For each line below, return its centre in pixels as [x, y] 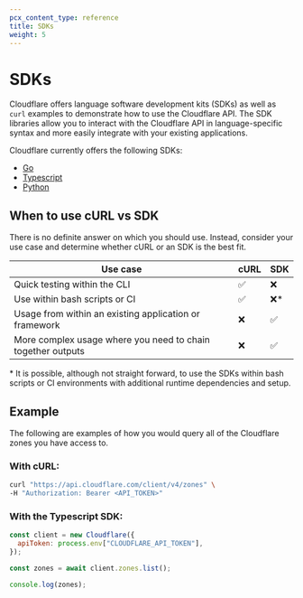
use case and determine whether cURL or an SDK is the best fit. [128, 247]
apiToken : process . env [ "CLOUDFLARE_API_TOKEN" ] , [110, 544]
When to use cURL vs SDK [84, 215]
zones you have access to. [59, 443]
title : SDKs [32, 26]
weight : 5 [28, 34]
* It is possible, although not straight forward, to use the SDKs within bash [147, 374]
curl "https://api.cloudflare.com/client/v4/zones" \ [113, 485]
